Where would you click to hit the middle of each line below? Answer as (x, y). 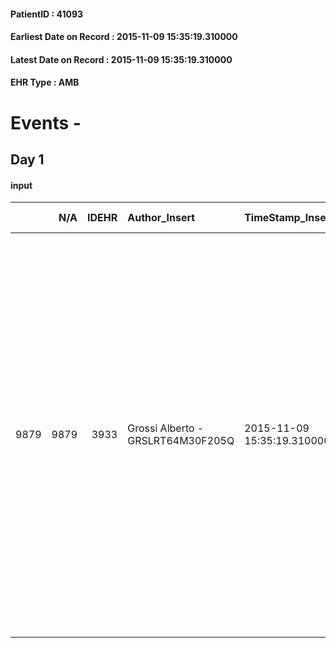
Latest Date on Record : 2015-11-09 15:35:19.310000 (121, 59)
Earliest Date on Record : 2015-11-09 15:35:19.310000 (124, 37)
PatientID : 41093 (47, 14)
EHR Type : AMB (45, 82)
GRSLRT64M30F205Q (181, 441)
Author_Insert (161, 218)
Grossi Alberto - (166, 428)
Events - (46, 122)
